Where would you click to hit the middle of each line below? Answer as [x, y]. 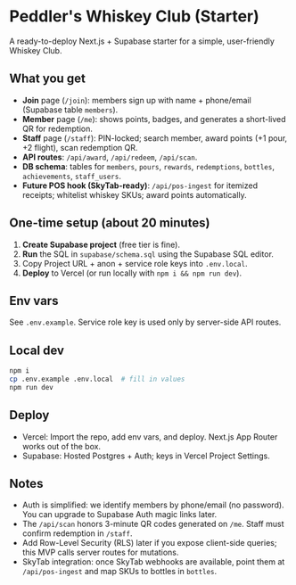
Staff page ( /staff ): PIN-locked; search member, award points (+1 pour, [155, 138]
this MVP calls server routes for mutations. [100, 552]
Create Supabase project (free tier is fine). [101, 244]
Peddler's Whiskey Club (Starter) [135, 16]
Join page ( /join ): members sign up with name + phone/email [136, 100]
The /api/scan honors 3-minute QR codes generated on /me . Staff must [153, 524]
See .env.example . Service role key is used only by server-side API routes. [145, 322]
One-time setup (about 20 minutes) [110, 223]
